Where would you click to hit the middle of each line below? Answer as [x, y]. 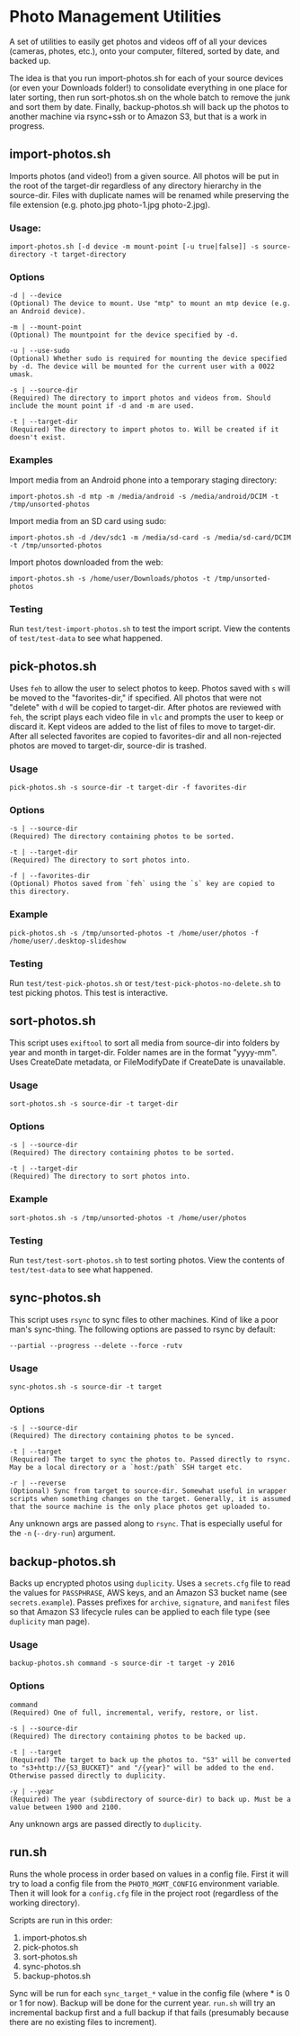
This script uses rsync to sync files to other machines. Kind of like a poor [144, 1319]
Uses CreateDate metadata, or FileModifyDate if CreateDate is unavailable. [147, 1062]
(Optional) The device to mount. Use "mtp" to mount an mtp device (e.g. [150, 303]
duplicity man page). [50, 1622]
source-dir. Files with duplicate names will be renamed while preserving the [149, 195]
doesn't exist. [38, 438]
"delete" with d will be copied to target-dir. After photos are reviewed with [145, 707]
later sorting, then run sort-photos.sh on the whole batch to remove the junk [150, 97]
